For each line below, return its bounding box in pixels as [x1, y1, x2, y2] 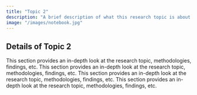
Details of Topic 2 [6, 41, 72, 51]
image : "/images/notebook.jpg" [6, 19, 83, 25]
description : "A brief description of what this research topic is [6, 14, 175, 20]
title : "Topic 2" [6, 8, 49, 15]
